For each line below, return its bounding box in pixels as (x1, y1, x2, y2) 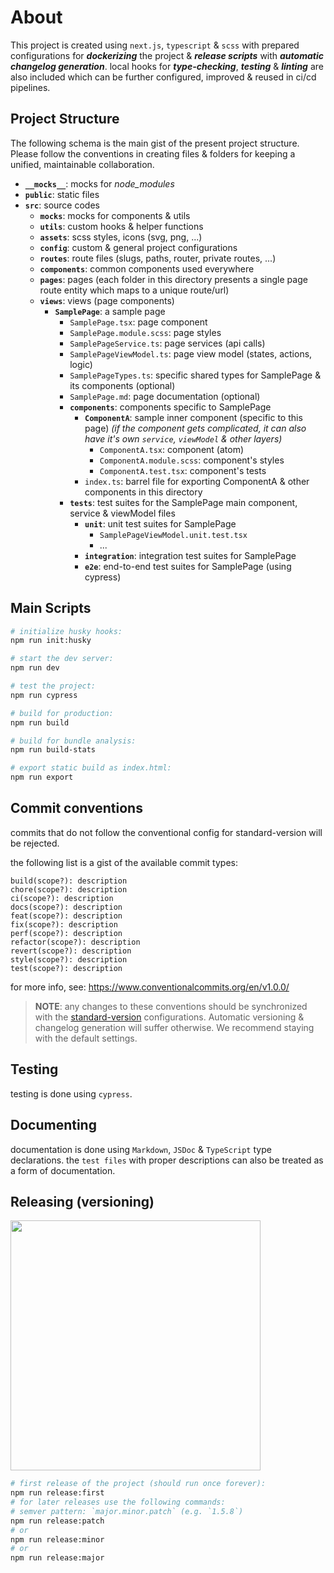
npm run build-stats (10, 745, 97, 755)
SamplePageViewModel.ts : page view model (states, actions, (69, 347, 313, 360)
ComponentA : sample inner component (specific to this (84, 411, 303, 423)
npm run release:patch (10, 1516, 105, 1526)
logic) (69, 358, 93, 370)
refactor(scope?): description (10, 937, 141, 947)
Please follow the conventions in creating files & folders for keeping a (10, 147, 296, 160)
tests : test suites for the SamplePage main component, (69, 496, 298, 508)
